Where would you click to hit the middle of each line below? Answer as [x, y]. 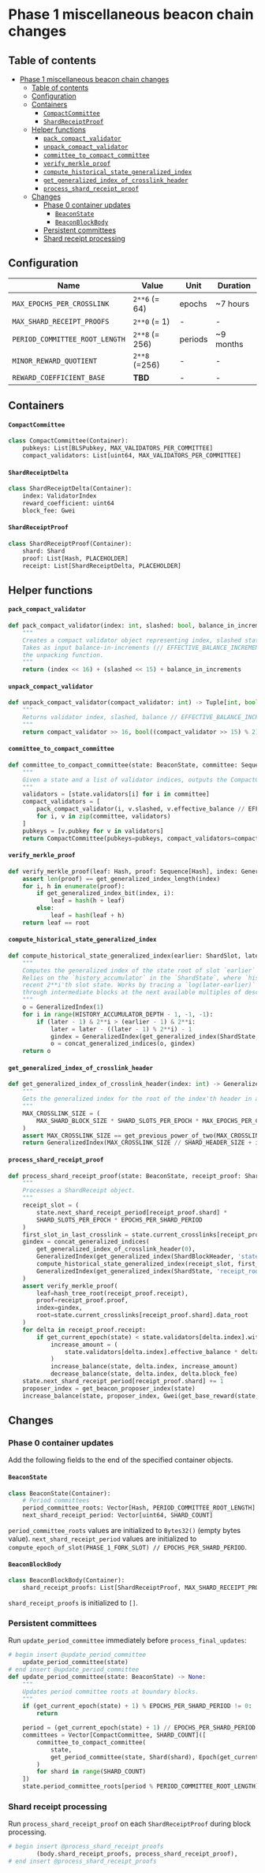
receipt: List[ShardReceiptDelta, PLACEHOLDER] [102, 565]
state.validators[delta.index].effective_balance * [151, 1352]
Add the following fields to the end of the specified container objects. [121, 1460]
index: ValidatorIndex [60, 496]
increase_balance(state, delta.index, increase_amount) [144, 1367]
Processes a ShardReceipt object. [79, 1191]
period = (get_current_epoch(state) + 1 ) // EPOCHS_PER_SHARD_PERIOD [139, 1728]
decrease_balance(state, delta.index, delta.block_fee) [144, 1374]
